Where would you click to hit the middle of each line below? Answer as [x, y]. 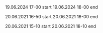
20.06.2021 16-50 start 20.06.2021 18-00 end [51, 16]
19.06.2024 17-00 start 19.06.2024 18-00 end [51, 7]
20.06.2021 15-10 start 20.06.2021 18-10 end [51, 26]
